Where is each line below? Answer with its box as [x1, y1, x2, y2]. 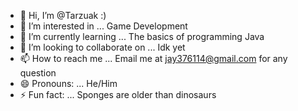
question [19, 67, 57, 79]
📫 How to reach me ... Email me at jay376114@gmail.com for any [19, 53, 288, 64]
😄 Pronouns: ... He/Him [19, 78, 118, 89]
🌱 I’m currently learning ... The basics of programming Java [19, 31, 265, 42]
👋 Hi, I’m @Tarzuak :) [19, 10, 107, 21]
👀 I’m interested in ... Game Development [19, 20, 188, 32]
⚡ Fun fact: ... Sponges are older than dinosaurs [19, 89, 217, 100]
